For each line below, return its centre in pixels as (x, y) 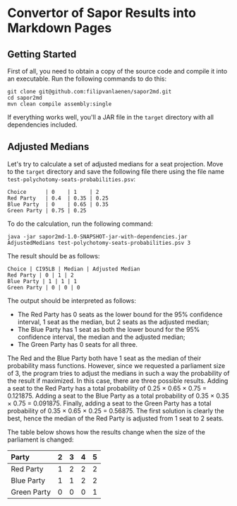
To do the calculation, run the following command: (80, 224)
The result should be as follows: (54, 255)
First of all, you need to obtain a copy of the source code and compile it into (117, 71)
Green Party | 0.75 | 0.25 (47, 210)
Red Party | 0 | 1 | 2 (41, 275)
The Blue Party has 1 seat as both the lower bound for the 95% (109, 329)
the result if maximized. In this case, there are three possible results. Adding (118, 381)
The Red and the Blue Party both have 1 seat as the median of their (104, 358)
